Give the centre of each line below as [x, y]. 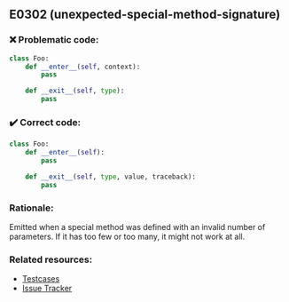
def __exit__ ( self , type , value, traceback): [111, 177]
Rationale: [31, 208]
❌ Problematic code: [54, 40]
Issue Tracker [47, 289]
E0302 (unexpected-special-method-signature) [145, 15]
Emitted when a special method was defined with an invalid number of [137, 227]
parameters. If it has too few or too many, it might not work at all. [127, 237]
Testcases [41, 279]
